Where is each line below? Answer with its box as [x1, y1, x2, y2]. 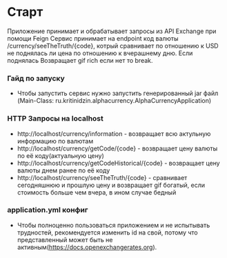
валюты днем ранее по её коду [17, 166, 110, 175]
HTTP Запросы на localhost [7, 114, 103, 123]
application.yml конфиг [7, 205, 88, 215]
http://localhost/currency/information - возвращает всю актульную [17, 129, 211, 138]
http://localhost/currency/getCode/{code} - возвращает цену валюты [17, 144, 218, 152]
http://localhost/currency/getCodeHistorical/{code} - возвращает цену [17, 159, 220, 167]
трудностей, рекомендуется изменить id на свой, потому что [17, 228, 198, 237]
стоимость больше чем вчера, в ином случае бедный [17, 188, 177, 197]
